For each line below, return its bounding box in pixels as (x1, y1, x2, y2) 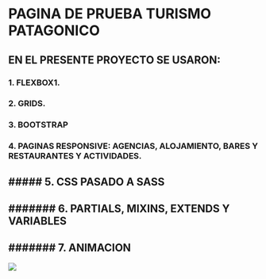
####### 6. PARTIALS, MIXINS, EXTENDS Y (8, 202, 230, 216)
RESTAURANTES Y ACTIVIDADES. (8, 151, 142, 162)
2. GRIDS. (8, 98, 46, 109)
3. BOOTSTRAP (8, 120, 69, 131)
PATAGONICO (8, 21, 101, 40)
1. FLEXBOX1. (8, 77, 60, 88)
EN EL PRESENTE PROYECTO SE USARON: (8, 53, 221, 67)
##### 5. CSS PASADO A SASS (8, 175, 165, 189)
